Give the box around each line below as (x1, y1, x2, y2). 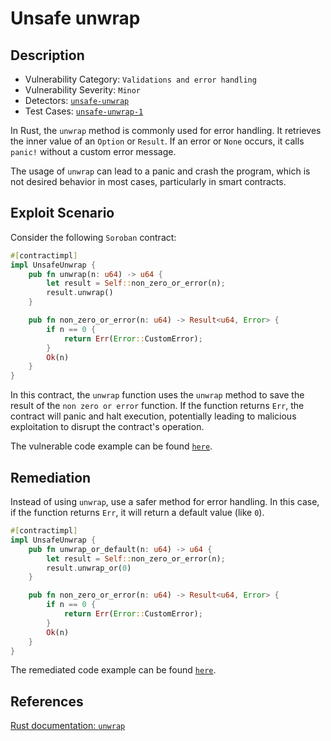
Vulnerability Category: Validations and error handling (24, 73, 257, 85)
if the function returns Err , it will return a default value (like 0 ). (10, 507, 265, 518)
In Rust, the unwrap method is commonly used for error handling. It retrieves (10, 125, 322, 136)
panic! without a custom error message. (10, 146, 177, 157)
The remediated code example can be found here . (10, 664, 217, 676)
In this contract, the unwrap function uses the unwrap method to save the (10, 389, 305, 401)
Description (10, 47, 85, 64)
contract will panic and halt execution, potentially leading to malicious (10, 410, 297, 422)
